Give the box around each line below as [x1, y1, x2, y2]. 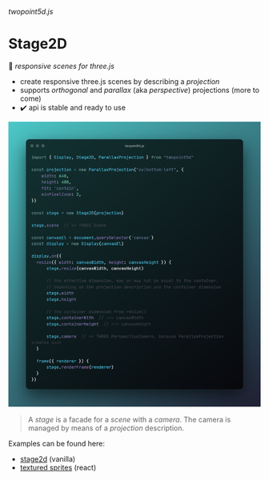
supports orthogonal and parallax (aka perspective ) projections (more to [19, 85, 260, 94]
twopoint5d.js [8, 7, 54, 16]
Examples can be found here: [8, 438, 106, 448]
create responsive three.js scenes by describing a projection [19, 76, 220, 86]
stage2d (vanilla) [19, 454, 76, 463]
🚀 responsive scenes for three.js [8, 61, 114, 70]
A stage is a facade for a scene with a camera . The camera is [27, 414, 231, 424]
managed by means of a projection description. [27, 423, 185, 433]
